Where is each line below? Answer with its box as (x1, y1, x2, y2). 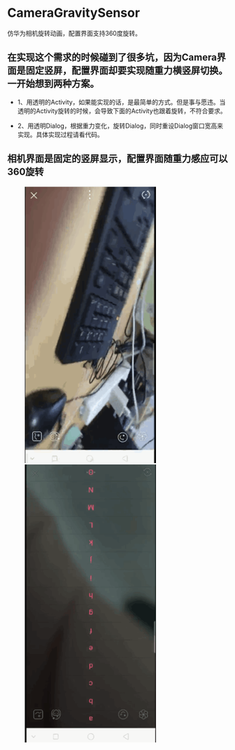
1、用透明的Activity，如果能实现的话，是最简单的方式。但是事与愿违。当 (17, 98, 226, 106)
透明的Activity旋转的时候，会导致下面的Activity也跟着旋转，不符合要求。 (17, 107, 227, 115)
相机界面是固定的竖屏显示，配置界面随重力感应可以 (7, 153, 228, 165)
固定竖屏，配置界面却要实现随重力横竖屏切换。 (25, 65, 228, 76)
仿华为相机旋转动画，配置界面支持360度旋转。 (7, 29, 142, 37)
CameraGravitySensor (7, 5, 141, 21)
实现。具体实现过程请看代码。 (17, 130, 104, 138)
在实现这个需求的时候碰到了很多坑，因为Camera (7, 51, 217, 64)
